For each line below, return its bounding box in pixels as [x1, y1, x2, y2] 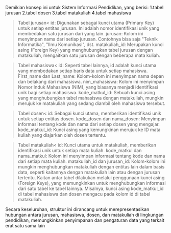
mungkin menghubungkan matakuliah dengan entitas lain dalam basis [17, 164, 165, 170]
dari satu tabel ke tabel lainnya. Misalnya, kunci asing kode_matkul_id [17, 185, 164, 192]
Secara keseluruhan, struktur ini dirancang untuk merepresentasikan [5, 206, 150, 212]
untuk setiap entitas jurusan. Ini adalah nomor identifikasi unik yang [17, 25, 160, 31]
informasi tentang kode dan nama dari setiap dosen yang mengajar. [17, 121, 160, 127]
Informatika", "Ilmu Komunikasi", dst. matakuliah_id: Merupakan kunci [17, 41, 164, 48]
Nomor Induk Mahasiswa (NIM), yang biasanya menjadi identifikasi [17, 84, 158, 90]
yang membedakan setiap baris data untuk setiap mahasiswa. [17, 68, 148, 74]
